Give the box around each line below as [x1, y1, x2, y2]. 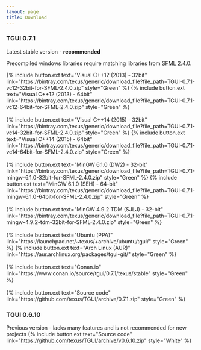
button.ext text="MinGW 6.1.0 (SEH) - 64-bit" [6, 180, 119, 187]
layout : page [6, 8, 39, 15]
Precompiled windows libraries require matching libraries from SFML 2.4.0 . [6, 60, 192, 67]
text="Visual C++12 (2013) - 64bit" [6, 90, 93, 98]
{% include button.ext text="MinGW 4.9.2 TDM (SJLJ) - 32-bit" [6, 205, 164, 213]
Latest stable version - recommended [6, 48, 101, 55]
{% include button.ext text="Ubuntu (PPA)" [6, 231, 113, 239]
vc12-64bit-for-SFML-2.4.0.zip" [6, 103, 84, 110]
